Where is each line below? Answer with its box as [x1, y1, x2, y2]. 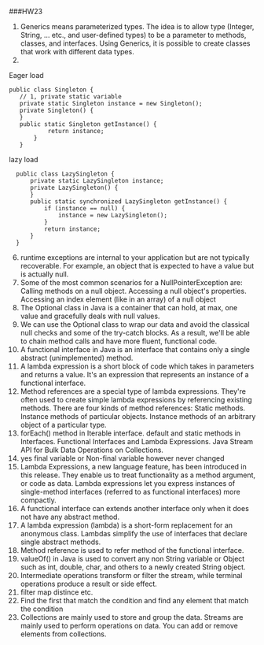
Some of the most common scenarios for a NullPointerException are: [20, 278, 243, 287]
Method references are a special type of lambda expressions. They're [20, 387, 247, 396]
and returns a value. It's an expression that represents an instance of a [20, 370, 250, 379]
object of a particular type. [20, 421, 107, 429]
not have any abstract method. [20, 512, 120, 521]
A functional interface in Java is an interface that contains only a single [20, 345, 251, 354]
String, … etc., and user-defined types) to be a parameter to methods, [20, 31, 247, 39]
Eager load [9, 71, 44, 80]
